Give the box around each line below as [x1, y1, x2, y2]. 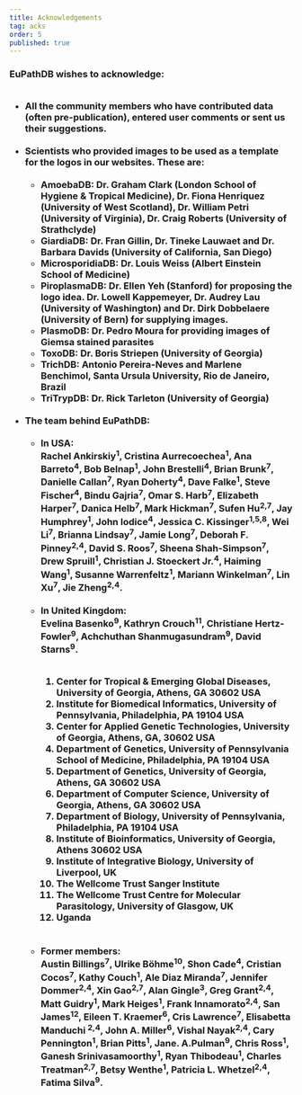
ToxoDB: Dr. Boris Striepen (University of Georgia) [40, 347, 263, 360]
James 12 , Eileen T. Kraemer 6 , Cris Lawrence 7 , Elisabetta [40, 1009, 291, 1023]
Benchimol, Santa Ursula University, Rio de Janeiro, [40, 369, 270, 382]
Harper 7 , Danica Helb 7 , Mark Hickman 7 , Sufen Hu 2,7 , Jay [40, 501, 293, 515]
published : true [9, 38, 70, 48]
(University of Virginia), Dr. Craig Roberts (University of [40, 212, 288, 225]
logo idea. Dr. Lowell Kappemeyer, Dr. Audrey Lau [40, 290, 261, 303]
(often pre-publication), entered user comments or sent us [24, 111, 286, 123]
